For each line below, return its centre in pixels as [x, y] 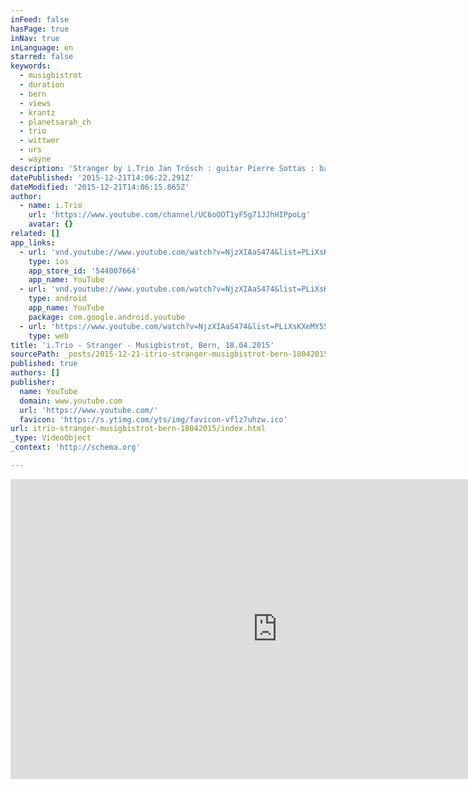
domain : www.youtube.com [71, 401]
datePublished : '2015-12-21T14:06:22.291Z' [102, 177]
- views [35, 103]
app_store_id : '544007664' [84, 271]
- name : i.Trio [51, 206]
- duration [42, 85]
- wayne [35, 159]
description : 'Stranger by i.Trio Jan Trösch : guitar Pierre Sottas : [162, 168]
